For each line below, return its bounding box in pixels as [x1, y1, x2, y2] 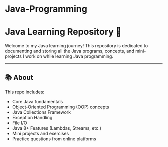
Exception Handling [12, 114, 53, 120]
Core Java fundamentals [12, 98, 63, 104]
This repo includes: [5, 89, 45, 95]
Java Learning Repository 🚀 [5, 26, 122, 38]
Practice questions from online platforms [12, 136, 96, 142]
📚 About [5, 73, 33, 82]
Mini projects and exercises [12, 130, 69, 136]
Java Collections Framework [12, 109, 71, 115]
